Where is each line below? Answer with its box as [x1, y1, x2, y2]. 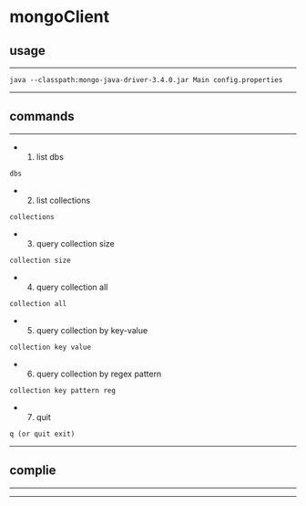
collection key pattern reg [9, 385, 117, 395]
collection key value [9, 343, 92, 352]
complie [9, 463, 56, 479]
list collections [36, 195, 91, 206]
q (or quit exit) [9, 429, 76, 438]
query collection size [36, 237, 116, 248]
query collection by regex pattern [36, 368, 162, 379]
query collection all [36, 281, 108, 292]
